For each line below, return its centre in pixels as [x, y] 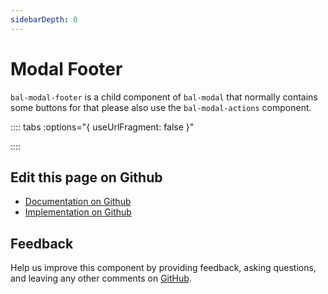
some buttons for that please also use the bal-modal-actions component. [161, 107]
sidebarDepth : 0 [44, 19]
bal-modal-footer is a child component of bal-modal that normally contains [164, 97]
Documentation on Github [78, 202]
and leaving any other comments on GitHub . [101, 278]
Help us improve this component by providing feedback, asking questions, [163, 268]
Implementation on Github [78, 212]
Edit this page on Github [86, 177]
